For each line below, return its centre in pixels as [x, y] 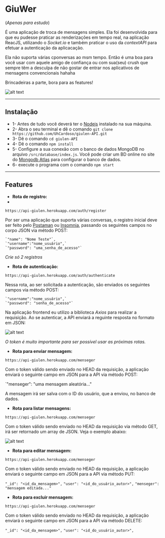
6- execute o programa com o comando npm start [63, 164]
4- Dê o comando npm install [43, 144]
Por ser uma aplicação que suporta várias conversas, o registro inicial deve [81, 220]
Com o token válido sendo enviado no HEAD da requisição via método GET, [82, 426]
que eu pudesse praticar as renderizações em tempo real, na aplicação [77, 37]
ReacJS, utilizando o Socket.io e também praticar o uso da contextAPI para [81, 42]
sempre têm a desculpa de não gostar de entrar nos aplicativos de [72, 68]
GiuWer [21, 9]
